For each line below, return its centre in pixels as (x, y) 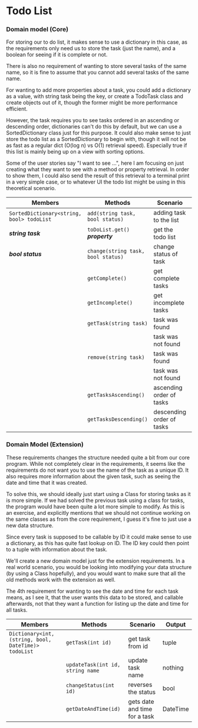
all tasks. (17, 610)
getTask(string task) (118, 324)
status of (166, 254)
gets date (141, 701)
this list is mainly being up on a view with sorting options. (75, 152)
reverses (140, 684)
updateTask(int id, (93, 665)
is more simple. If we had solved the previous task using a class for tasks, (95, 500)
